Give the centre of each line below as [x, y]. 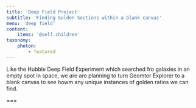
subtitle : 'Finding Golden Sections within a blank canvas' [84, 18]
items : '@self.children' [49, 35]
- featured [42, 52]
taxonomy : [19, 40]
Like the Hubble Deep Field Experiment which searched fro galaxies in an [98, 69]
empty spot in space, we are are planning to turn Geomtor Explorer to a [96, 75]
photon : [27, 46]
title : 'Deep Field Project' [43, 12]
